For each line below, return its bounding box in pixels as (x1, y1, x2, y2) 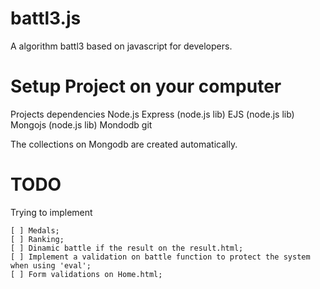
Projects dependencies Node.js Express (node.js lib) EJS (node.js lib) (10, 108, 295, 120)
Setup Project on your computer (10, 75, 282, 98)
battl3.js (10, 7, 82, 30)
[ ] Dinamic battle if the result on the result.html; (10, 243, 244, 253)
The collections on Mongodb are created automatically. (10, 138, 238, 150)
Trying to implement (10, 206, 93, 218)
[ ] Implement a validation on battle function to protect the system (10, 252, 311, 262)
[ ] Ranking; (10, 234, 65, 244)
